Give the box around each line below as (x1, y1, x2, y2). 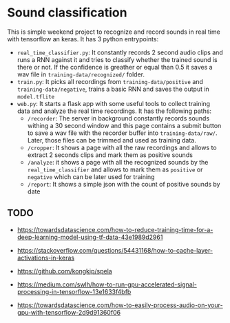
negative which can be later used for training (27, 172, 155, 180)
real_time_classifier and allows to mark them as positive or (27, 165, 203, 174)
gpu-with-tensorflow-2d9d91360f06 (17, 308, 121, 316)
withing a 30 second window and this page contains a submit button (27, 121, 222, 129)
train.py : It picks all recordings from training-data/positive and (17, 77, 203, 85)
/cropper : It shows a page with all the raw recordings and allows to (27, 143, 217, 152)
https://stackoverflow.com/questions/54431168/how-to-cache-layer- (17, 246, 213, 254)
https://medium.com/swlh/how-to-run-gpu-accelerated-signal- (17, 280, 198, 289)
